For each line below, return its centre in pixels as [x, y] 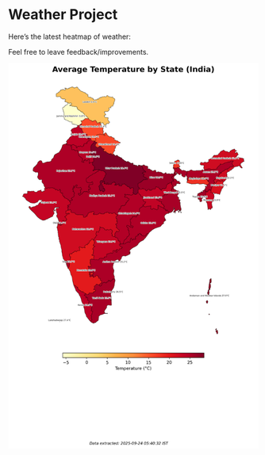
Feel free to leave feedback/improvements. [79, 52]
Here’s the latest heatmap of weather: [69, 36]
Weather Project [63, 15]
